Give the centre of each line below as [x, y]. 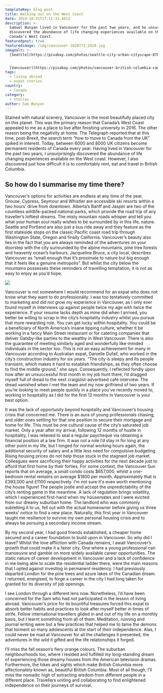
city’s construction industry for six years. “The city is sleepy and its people [80, 359]
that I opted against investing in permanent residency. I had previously [75, 569]
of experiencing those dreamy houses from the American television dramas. [81, 660]
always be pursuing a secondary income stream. [54, 523]
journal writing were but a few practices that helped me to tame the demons [81, 625]
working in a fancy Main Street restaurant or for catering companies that [77, 333]
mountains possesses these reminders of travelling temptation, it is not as [79, 268]
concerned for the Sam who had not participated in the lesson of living [76, 599]
